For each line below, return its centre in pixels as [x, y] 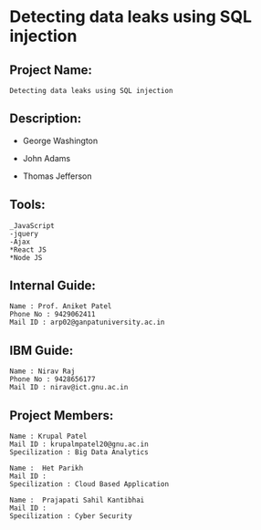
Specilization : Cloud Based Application [89, 484]
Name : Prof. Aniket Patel [61, 307]
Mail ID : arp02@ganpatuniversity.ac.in [88, 322]
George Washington [60, 140]
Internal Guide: [52, 286]
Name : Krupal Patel [49, 436]
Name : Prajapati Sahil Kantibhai [77, 500]
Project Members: [62, 416]
